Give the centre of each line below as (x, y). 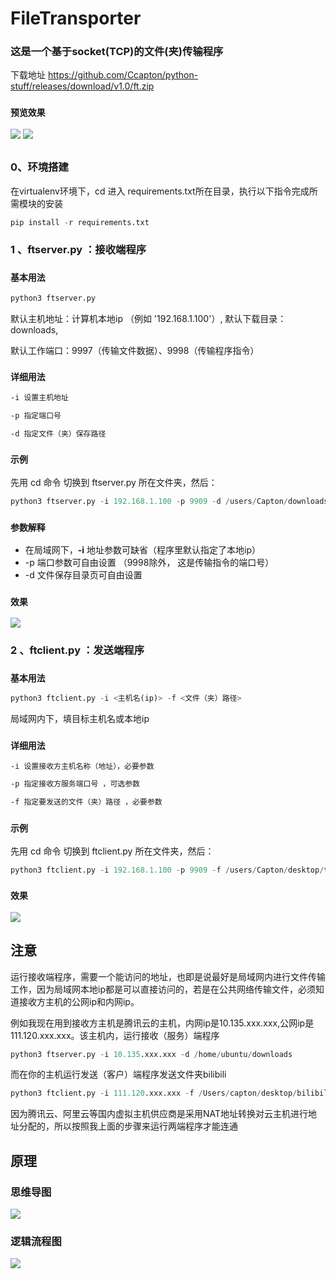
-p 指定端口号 (36, 415)
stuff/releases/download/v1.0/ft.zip (82, 86)
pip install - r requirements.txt (80, 222)
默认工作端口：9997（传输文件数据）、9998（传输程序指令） (135, 350)
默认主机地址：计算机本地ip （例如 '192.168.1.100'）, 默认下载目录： (148, 318)
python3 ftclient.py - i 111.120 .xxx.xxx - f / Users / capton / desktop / (154, 1093)
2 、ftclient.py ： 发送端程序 (77, 650)
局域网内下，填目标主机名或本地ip (80, 719)
